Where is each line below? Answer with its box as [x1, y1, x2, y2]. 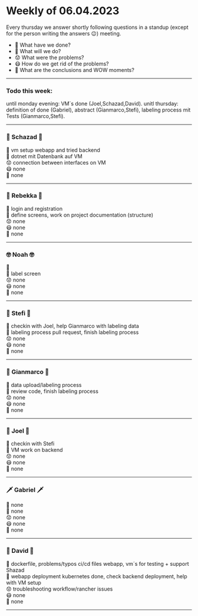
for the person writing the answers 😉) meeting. [6, 30, 121, 37]
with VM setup [6, 579, 41, 586]
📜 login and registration [6, 205, 63, 212]
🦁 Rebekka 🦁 [6, 192, 43, 200]
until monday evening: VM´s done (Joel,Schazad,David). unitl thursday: [6, 100, 179, 107]
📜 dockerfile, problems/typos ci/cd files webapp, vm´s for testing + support [6, 560, 190, 567]
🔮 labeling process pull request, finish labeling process [6, 329, 139, 336]
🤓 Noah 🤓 [6, 250, 34, 258]
